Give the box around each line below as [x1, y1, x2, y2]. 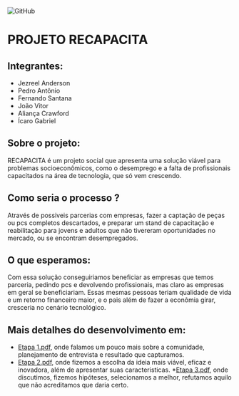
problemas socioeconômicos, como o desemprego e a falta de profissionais [7, 164, 230, 172]
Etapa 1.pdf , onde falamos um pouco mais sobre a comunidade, [17, 343, 205, 352]
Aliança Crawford [17, 109, 69, 118]
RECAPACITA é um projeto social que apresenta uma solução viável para [7, 156, 221, 165]
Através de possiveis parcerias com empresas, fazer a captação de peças [7, 211, 225, 219]
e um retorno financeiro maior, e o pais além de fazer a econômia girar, [7, 296, 216, 304]
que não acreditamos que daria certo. [17, 381, 129, 390]
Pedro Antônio [17, 86, 61, 95]
